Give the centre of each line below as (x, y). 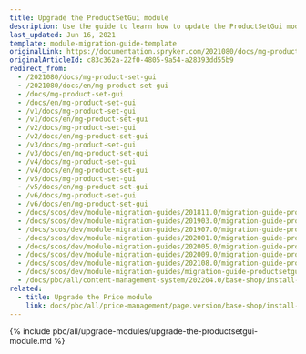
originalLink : (36, 52)
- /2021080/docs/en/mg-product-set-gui (93, 86)
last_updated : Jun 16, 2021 (63, 35)
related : (26, 288)
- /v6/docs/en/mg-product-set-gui (83, 204)
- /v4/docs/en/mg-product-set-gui (83, 170)
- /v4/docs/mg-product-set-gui (77, 162)
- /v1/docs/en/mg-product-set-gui (83, 119)
